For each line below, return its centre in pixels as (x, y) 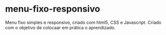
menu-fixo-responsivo (53, 9)
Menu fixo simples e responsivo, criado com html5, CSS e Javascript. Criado (83, 22)
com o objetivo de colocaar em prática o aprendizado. (60, 27)
